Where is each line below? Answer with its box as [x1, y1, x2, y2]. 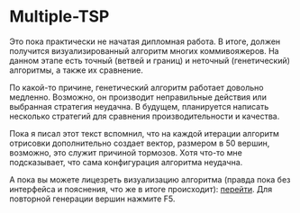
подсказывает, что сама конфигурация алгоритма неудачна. [9, 156, 243, 167]
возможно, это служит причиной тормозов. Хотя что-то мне [9, 146, 243, 158]
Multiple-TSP [9, 6, 110, 27]
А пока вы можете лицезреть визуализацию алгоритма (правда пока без [9, 173, 291, 185]
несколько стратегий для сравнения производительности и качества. [9, 111, 280, 121]
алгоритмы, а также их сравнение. [9, 65, 144, 75]
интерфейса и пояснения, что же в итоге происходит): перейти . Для [9, 183, 273, 194]
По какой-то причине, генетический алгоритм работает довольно [9, 82, 264, 93]
